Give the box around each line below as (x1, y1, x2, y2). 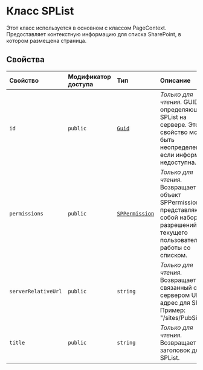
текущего (159, 228, 188, 237)
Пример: (159, 306, 186, 314)
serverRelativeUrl (9, 288, 62, 295)
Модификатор (68, 72, 112, 81)
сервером (159, 291, 190, 299)
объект (159, 190, 181, 199)
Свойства (6, 54, 45, 65)
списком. (159, 250, 187, 259)
